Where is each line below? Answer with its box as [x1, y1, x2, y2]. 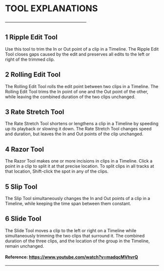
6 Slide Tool [5, 215, 41, 223]
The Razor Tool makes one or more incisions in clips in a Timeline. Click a [5, 158, 153, 164]
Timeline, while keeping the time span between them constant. [5, 200, 131, 206]
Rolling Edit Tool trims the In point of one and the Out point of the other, [5, 89, 149, 94]
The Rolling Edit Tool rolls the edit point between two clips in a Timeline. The [5, 83, 159, 89]
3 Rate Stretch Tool [5, 108, 64, 116]
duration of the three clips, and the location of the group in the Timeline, [5, 238, 150, 244]
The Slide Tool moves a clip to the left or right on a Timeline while [5, 227, 137, 234]
